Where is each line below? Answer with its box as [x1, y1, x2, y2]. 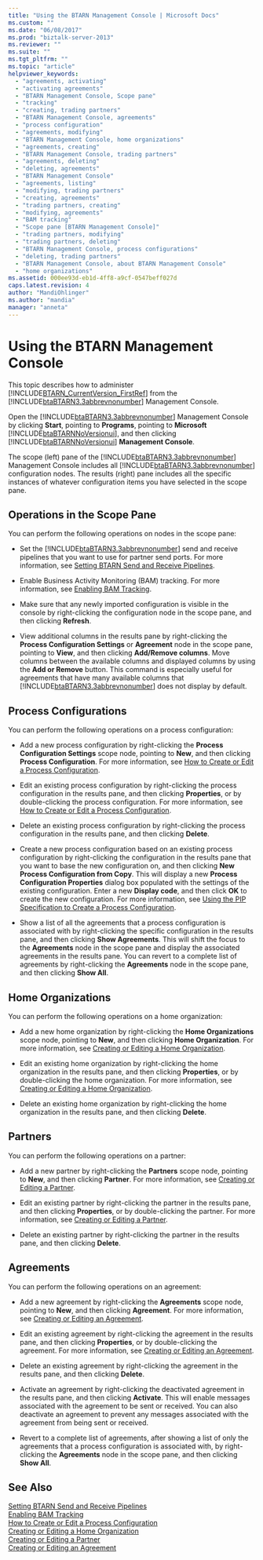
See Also [8, 1481, 53, 1494]
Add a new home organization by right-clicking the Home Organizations [19, 1027, 254, 1036]
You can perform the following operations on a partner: [8, 1151, 187, 1160]
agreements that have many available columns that [19, 673, 184, 683]
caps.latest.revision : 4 [8, 282, 89, 290]
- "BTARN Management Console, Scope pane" [15, 92, 156, 100]
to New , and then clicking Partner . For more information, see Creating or [19, 1175, 255, 1184]
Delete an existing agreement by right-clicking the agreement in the [19, 1361, 239, 1370]
